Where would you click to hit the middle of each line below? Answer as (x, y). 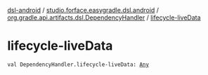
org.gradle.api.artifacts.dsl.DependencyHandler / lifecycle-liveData (104, 18)
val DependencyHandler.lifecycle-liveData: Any (78, 64)
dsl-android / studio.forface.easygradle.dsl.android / (83, 10)
